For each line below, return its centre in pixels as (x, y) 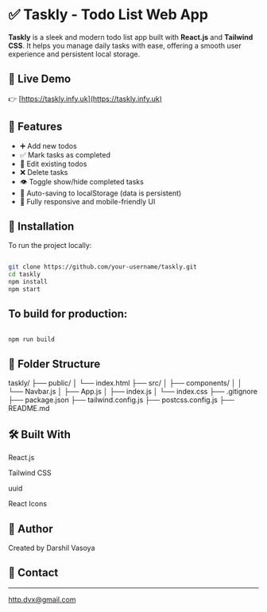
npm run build (32, 339)
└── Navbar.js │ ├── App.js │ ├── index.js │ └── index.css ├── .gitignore (133, 392)
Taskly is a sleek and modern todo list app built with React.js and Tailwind (131, 37)
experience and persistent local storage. (74, 54)
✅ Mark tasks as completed (65, 155)
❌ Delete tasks (44, 172)
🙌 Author (31, 529)
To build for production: (68, 314)
